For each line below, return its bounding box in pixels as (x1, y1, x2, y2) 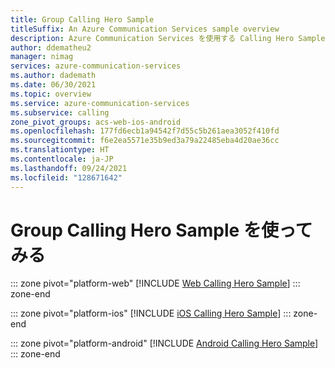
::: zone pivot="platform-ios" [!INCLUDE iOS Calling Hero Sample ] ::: (10, 307, 292, 320)
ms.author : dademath (10, 71, 97, 81)
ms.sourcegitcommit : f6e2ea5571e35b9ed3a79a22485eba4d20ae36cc (10, 136, 280, 146)
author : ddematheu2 (10, 42, 92, 53)
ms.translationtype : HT (10, 145, 110, 155)
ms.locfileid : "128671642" (10, 172, 123, 183)
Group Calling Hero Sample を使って (10, 219, 313, 241)
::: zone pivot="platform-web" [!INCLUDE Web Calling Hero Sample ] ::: (10, 277, 301, 290)
